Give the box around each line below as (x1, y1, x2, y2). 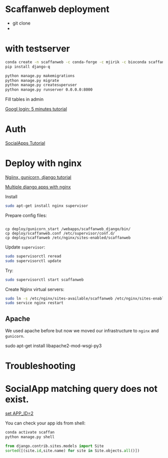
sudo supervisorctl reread (5, 254, 61, 259)
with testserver (5, 43, 70, 55)
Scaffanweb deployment (5, 4, 109, 15)
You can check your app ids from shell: (5, 420, 86, 426)
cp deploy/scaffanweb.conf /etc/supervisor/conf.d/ (5, 231, 115, 236)
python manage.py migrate (5, 78, 59, 83)
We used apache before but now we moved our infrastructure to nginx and (5, 328, 159, 334)
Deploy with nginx (5, 158, 82, 169)
